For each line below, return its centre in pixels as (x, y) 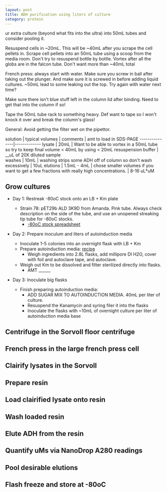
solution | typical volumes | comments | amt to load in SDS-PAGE (72, 139)
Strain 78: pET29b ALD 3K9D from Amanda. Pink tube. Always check (91, 208)
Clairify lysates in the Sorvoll (51, 366)
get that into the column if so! (35, 105)
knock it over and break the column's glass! (50, 120)
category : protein (24, 19)
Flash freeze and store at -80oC (56, 485)
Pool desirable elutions (42, 468)
